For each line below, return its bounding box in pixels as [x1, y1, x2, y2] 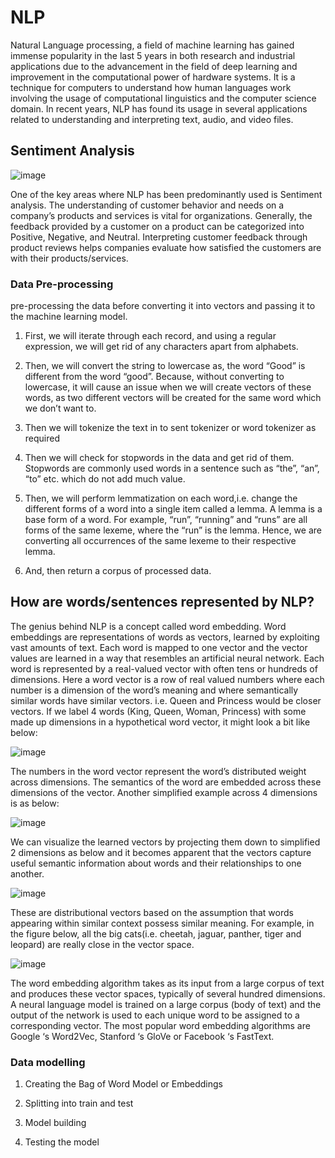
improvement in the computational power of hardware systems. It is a [10, 71, 296, 83]
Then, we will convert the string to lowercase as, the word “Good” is [24, 360, 306, 372]
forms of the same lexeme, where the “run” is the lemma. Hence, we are [24, 524, 322, 536]
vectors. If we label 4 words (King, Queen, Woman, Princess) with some [10, 705, 307, 717]
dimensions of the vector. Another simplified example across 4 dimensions [10, 786, 318, 798]
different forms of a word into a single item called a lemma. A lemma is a [24, 503, 323, 515]
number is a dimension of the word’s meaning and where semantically [10, 684, 299, 696]
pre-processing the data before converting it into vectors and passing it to [10, 300, 316, 312]
